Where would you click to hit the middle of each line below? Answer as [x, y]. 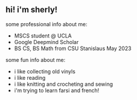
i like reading [30, 77]
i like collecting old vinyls [44, 71]
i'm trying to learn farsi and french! [57, 90]
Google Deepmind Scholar [46, 42]
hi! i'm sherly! [31, 10]
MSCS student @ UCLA [43, 36]
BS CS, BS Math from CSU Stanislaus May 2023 [73, 48]
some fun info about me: [36, 60]
